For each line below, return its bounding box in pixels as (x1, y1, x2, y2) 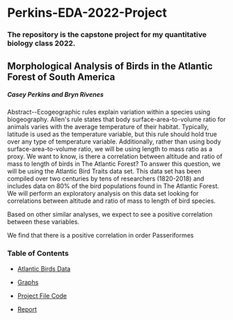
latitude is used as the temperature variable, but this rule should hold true (7, 130, 218, 139)
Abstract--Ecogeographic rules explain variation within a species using (7, 108, 211, 116)
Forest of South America (7, 71, 115, 83)
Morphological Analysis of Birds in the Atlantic (7, 60, 214, 72)
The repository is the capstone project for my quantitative (7, 30, 207, 40)
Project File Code (17, 291, 67, 300)
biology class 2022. (7, 38, 76, 48)
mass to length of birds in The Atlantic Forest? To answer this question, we (7, 160, 221, 168)
